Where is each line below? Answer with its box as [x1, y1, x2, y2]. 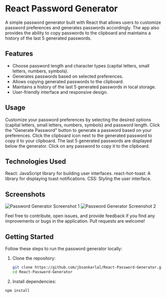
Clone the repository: [12, 255, 56, 261]
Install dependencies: [12, 278, 56, 284]
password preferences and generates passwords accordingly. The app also [5, 24, 160, 30]
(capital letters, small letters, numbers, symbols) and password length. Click [5, 122, 160, 128]
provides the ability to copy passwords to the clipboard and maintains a [5, 30, 151, 36]
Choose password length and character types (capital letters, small [12, 62, 150, 68]
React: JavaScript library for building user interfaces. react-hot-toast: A [5, 171, 151, 177]
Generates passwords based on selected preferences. [12, 73, 124, 79]
